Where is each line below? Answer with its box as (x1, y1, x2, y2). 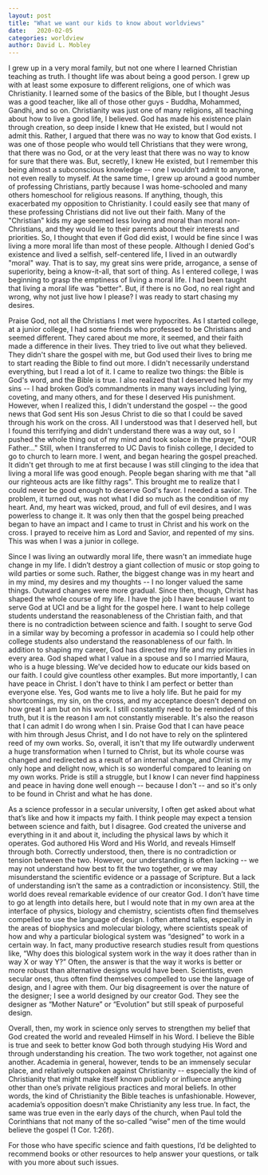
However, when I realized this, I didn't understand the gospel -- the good (8, 400, 247, 411)
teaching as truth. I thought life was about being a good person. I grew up (8, 72, 250, 81)
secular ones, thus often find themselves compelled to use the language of (8, 974, 254, 984)
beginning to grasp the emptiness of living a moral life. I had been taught (8, 275, 247, 285)
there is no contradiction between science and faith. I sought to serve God (8, 620, 253, 629)
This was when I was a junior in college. (8, 536, 140, 546)
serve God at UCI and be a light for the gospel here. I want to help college (8, 603, 250, 613)
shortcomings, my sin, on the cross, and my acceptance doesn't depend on (8, 696, 257, 706)
